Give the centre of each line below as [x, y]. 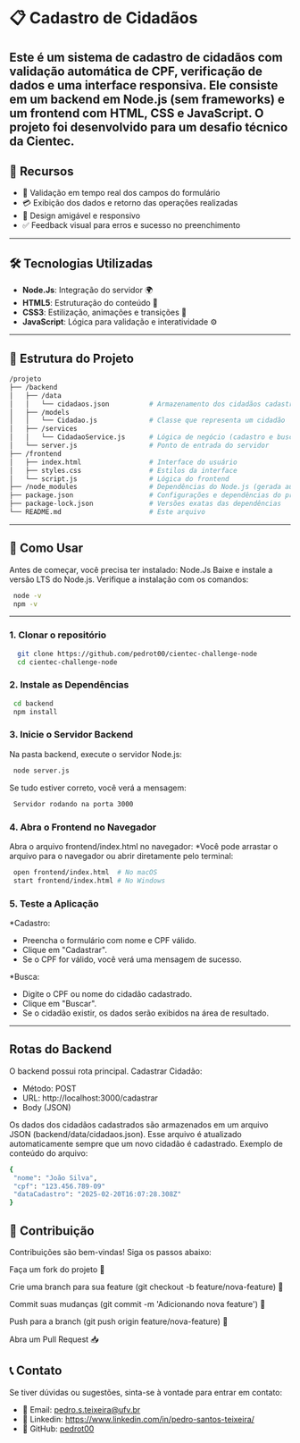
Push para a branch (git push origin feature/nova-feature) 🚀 [119, 1321]
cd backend [33, 704]
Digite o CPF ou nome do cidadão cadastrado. [107, 993]
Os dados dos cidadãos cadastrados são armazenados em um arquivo [139, 1125]
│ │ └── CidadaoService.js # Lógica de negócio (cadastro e [142, 437]
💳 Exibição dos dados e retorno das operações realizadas [130, 203]
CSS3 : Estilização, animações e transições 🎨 [104, 312]
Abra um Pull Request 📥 [54, 1339]
